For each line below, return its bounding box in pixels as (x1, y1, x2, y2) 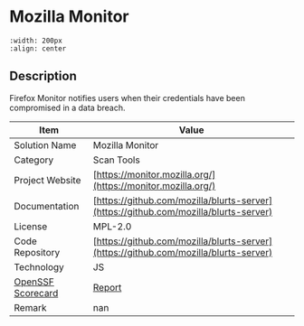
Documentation (14, 200, 80, 212)
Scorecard (14, 286, 59, 299)
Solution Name (14, 138, 77, 151)
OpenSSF (14, 275, 54, 288)
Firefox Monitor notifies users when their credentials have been (9, 92, 246, 103)
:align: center (9, 43, 67, 53)
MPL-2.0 (92, 219, 132, 232)
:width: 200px (9, 36, 63, 45)
